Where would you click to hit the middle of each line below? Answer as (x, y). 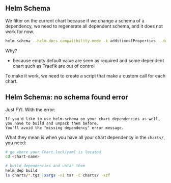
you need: (16, 143)
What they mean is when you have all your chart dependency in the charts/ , (85, 137)
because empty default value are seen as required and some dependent (88, 60)
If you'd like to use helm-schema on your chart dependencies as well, (83, 119)
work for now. (20, 31)
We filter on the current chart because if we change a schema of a (75, 20)
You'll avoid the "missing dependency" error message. (65, 128)
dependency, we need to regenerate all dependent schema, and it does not (84, 26)
